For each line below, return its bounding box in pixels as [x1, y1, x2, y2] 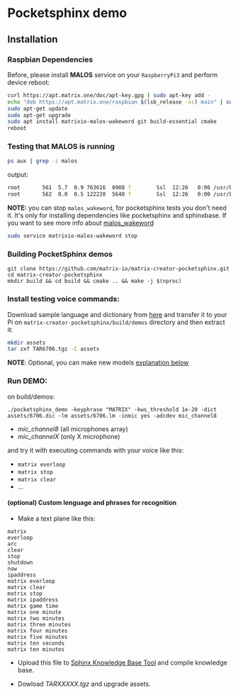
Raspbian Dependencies [7, 55, 93, 65]
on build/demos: [7, 392, 55, 401]
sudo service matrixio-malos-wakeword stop [7, 233, 138, 240]
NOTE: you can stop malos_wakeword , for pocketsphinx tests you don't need [7, 204, 227, 212]
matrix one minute [7, 608, 62, 616]
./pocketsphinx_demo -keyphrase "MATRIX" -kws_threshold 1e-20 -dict [7, 406, 217, 413]
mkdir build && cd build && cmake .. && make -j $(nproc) [7, 278, 182, 285]
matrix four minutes [7, 627, 69, 634]
